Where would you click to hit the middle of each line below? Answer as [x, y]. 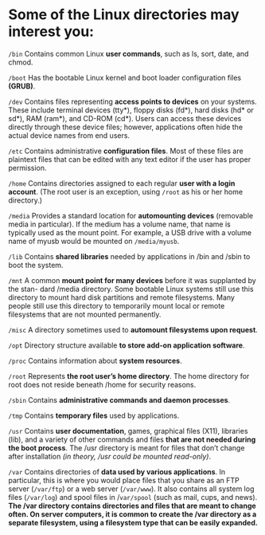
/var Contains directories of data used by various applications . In [117, 471]
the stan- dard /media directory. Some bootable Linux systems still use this [131, 289]
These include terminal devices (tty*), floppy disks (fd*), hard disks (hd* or [131, 110]
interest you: [51, 31]
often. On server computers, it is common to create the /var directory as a [132, 514]
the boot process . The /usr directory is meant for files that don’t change [127, 447]
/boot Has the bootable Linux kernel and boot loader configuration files [125, 77]
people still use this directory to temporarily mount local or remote [117, 305]
